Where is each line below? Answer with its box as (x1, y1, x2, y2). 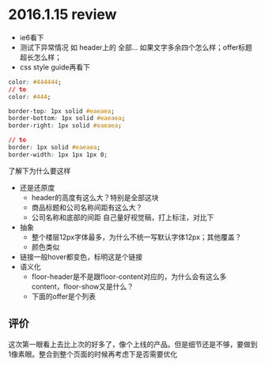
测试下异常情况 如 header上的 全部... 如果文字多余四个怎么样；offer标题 (19, 42, 253, 52)
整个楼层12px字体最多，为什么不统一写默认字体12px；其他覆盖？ (31, 232, 242, 242)
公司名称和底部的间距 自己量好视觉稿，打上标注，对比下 (31, 212, 214, 222)
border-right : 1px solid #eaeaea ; (8, 122, 123, 130)
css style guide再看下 (19, 62, 91, 72)
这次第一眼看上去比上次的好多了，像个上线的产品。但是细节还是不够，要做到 (8, 339, 258, 349)
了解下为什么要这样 (8, 166, 71, 175)
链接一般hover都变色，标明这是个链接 (19, 251, 143, 262)
